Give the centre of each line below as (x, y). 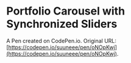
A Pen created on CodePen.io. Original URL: (62, 41)
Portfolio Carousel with (66, 11)
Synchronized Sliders (62, 24)
